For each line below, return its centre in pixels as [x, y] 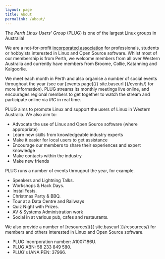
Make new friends [31, 161]
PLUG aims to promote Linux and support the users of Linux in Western [78, 109]
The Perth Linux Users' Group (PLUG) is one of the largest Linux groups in [81, 33]
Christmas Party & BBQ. [36, 196]
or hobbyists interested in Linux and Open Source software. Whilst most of [81, 53]
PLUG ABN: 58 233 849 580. [42, 247]
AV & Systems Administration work [48, 212]
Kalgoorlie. [16, 69]
